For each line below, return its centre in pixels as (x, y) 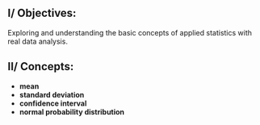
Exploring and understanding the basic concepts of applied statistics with (130, 32)
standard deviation (52, 94)
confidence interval (53, 103)
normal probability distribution (72, 111)
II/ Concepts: (41, 67)
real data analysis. (38, 41)
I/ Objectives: (42, 13)
